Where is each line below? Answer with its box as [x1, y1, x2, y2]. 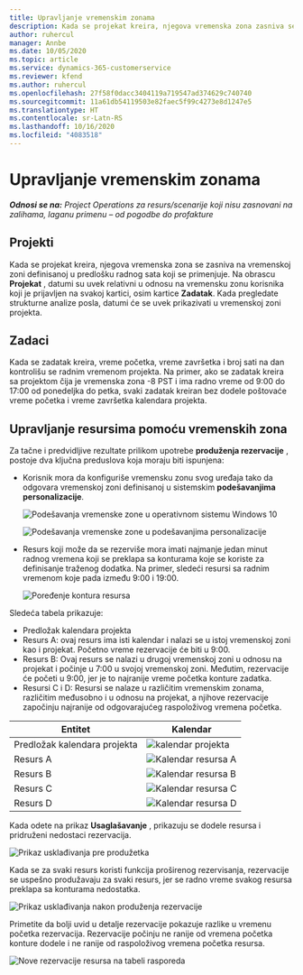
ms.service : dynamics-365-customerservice [9, 64, 171, 73]
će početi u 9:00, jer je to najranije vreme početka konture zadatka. [22, 673, 272, 684]
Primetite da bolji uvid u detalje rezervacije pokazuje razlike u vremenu [9, 919, 272, 930]
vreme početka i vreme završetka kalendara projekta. [9, 395, 207, 406]
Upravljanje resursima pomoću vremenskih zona [9, 421, 288, 437]
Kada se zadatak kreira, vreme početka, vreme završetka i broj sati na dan [9, 357, 285, 368]
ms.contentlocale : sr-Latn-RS [9, 114, 124, 123]
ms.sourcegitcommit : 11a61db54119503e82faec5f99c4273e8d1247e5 [9, 97, 252, 106]
